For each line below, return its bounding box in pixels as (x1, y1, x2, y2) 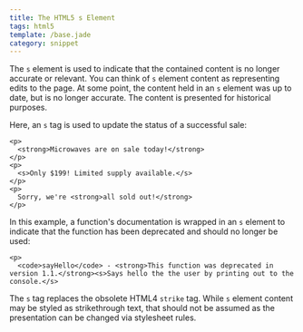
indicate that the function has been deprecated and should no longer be (9, 226, 279, 237)
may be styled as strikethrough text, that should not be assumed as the (9, 303, 275, 314)
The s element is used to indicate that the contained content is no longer (9, 63, 280, 74)
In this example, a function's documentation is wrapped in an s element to (9, 217, 286, 228)
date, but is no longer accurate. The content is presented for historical (9, 93, 271, 103)
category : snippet (9, 38, 79, 48)
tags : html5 (9, 22, 54, 31)
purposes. (9, 102, 48, 113)
